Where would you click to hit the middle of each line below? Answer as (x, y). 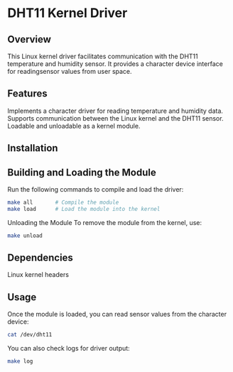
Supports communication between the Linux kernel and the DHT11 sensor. (115, 118)
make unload (25, 236)
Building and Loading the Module (82, 172)
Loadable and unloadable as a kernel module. (74, 126)
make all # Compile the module (63, 203)
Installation (33, 148)
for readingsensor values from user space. (70, 71)
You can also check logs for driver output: (69, 349)
